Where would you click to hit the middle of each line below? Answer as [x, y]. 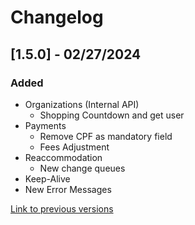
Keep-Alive [47, 178]
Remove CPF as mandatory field [106, 136]
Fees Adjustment [74, 147]
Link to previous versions [62, 208]
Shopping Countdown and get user [112, 115]
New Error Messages [68, 189]
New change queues [82, 168]
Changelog [57, 17]
